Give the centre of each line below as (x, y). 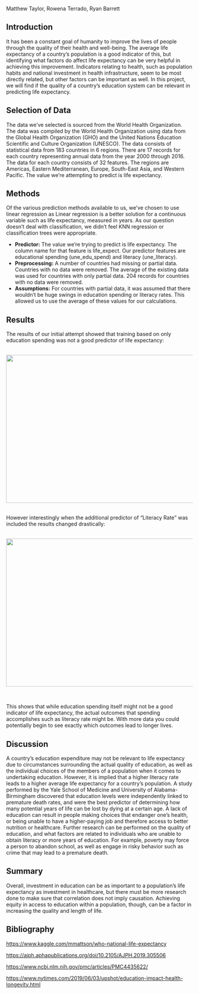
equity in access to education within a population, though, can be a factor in (99, 904)
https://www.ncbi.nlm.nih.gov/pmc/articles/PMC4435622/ (77, 966)
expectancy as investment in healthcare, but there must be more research (96, 892)
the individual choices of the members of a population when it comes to (94, 771)
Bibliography (30, 929)
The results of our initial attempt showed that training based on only (89, 334)
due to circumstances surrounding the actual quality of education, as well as (99, 765)
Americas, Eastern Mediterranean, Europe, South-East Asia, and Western (95, 169)
